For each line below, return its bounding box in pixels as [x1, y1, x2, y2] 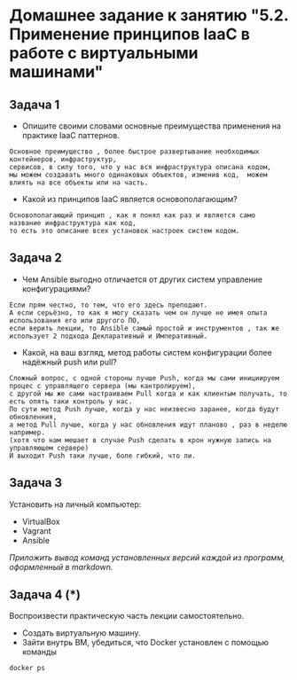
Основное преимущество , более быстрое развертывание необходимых [9, 147, 260, 156]
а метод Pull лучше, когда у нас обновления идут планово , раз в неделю [9, 420, 288, 429]
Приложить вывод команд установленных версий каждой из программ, [9, 551, 285, 563]
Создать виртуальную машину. [21, 628, 141, 638]
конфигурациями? [21, 283, 91, 293]
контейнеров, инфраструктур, [9, 155, 117, 164]
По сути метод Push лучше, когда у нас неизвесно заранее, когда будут [9, 404, 279, 413]
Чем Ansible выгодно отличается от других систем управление [21, 274, 263, 285]
